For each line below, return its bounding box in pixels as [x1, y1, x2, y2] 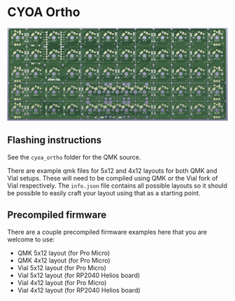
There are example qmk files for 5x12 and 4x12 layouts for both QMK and [7, 166, 218, 175]
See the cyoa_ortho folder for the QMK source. [7, 153, 141, 161]
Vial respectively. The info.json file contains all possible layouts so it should [7, 181, 227, 190]
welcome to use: [7, 235, 55, 244]
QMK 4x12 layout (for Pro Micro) [17, 256, 111, 265]
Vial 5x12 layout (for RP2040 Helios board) [17, 271, 141, 279]
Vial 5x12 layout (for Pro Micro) [17, 263, 107, 272]
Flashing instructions [7, 134, 102, 146]
